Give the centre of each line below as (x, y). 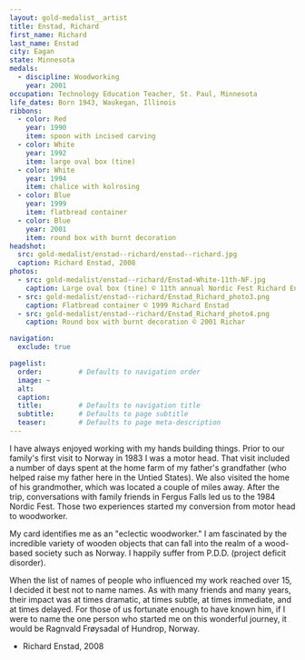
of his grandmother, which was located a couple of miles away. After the (144, 486)
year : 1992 (46, 153)
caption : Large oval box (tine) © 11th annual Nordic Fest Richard (156, 288)
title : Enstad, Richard (54, 26)
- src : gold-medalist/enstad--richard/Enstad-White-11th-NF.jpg (142, 280)
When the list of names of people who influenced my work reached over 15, (151, 580)
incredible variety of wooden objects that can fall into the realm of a (136, 543)
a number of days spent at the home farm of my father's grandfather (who (148, 467)
